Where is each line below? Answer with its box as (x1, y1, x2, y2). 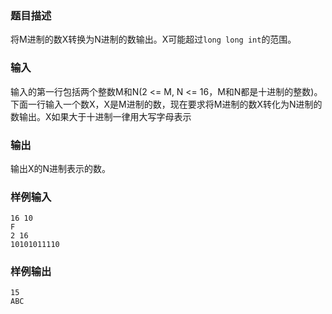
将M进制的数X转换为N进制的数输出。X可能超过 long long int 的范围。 (10, 33, 297, 46)
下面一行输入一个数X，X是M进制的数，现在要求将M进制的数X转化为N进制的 (10, 98, 323, 110)
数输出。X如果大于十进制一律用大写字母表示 (10, 110, 192, 122)
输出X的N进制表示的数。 (10, 162, 112, 174)
